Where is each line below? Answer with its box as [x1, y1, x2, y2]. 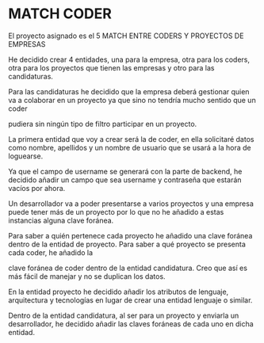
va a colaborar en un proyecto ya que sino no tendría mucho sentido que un [8, 95, 256, 105]
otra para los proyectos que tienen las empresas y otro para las [8, 63, 215, 72]
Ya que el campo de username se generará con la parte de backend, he [8, 166, 243, 176]
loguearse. [8, 151, 44, 161]
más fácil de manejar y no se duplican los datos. [8, 271, 166, 281]
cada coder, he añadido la [8, 247, 94, 257]
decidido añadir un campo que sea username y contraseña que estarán [8, 175, 242, 185]
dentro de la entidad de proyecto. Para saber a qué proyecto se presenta [8, 239, 246, 249]
